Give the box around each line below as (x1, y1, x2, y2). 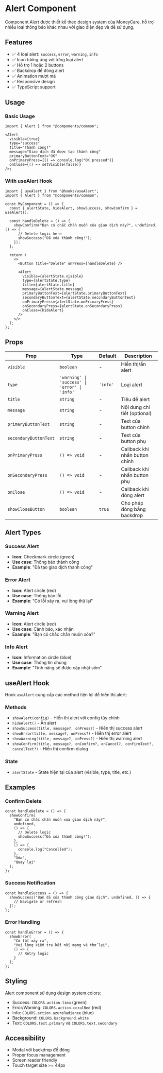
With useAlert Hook (5, 178, 52, 185)
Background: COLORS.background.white (12, 1015, 89, 1021)
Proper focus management (12, 1052, 66, 1058)
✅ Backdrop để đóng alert (12, 68, 65, 73)
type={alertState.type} (22, 278, 70, 283)
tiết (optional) (121, 410, 152, 416)
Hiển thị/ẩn (121, 361, 147, 367)
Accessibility (5, 1034, 46, 1042)
